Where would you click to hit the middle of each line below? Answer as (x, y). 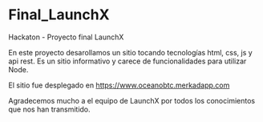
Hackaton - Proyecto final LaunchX (66, 37)
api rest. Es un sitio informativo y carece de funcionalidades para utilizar (127, 61)
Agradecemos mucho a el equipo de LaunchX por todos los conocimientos (131, 100)
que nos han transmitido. (49, 109)
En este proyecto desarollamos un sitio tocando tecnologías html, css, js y (130, 52)
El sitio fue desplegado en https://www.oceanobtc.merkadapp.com (119, 85)
